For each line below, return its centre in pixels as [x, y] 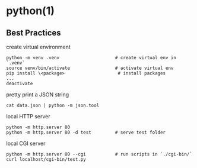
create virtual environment [39, 47]
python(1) [31, 11]
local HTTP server [28, 116]
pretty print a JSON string [38, 95]
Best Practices [34, 33]
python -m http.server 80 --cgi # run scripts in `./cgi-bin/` [99, 154]
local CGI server [26, 143]
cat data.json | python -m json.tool [53, 105]
